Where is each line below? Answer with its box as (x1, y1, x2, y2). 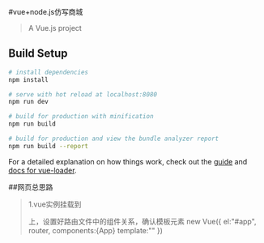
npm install (8, 75, 49, 83)
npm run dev (8, 98, 49, 106)
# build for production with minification (8, 113, 154, 121)
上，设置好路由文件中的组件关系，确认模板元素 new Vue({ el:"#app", (28, 216, 257, 226)
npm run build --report (8, 142, 89, 150)
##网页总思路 (8, 181, 53, 192)
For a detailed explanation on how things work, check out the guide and (8, 156, 248, 166)
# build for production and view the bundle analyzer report (8, 134, 219, 143)
